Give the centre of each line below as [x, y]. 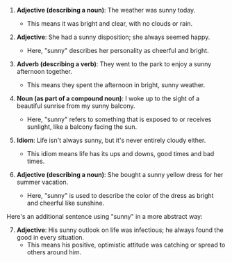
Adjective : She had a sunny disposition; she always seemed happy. [113, 37]
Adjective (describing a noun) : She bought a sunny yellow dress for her [120, 175]
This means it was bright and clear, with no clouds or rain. [110, 23]
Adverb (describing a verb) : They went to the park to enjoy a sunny [114, 64]
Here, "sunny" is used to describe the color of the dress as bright [120, 195]
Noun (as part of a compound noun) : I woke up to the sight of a [108, 98]
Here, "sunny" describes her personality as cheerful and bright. [118, 51]
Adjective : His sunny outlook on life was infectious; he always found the [120, 230]
